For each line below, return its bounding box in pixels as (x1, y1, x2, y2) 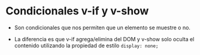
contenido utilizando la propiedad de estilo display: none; (14, 42, 159, 49)
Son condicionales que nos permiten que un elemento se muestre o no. (14, 24, 191, 31)
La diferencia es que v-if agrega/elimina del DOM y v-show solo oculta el (14, 35, 195, 42)
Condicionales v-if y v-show (5, 4, 149, 18)
